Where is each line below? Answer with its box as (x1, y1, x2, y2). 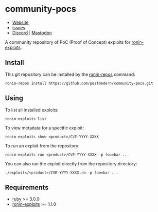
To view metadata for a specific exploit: (5, 125, 84, 131)
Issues (12, 24, 26, 30)
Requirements (5, 183, 49, 192)
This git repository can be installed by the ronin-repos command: (5, 71, 135, 77)
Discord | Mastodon (12, 30, 52, 35)
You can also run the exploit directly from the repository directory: (5, 160, 137, 166)
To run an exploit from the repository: (5, 142, 80, 149)
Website (12, 19, 29, 25)
